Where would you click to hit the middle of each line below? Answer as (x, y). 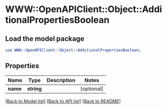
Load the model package (45, 39)
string (34, 88)
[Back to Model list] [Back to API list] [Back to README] (63, 101)
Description (61, 80)
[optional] (92, 88)
